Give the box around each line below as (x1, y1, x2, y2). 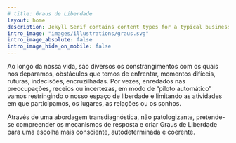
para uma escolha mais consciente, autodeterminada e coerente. (7, 128, 195, 136)
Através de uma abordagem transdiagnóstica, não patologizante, (7, 113, 195, 121)
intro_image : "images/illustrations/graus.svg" (7, 29, 150, 37)
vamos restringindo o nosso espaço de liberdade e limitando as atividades (7, 92, 223, 100)
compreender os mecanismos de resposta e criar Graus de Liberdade (15, 121, 218, 128)
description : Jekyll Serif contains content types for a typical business (7, 23, 231, 30)
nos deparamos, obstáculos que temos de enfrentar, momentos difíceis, (7, 69, 216, 78)
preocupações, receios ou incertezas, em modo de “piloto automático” (7, 85, 212, 93)
